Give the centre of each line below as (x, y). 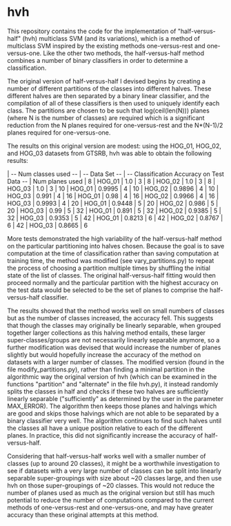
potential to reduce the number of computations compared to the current (111, 500)
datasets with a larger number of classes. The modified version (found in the (116, 362)
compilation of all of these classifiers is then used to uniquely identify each (113, 103)
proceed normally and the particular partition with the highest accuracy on (113, 282)
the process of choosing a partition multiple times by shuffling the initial (109, 268)
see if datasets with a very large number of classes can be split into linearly (114, 471)
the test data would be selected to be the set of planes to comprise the (108, 290)
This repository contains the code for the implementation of (92, 31)
